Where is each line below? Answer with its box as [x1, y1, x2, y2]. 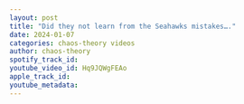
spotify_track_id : [9, 55, 79, 64]
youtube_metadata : [9, 80, 79, 90]
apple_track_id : [9, 72, 70, 81]
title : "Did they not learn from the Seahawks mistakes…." [9, 22, 237, 31]
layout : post [9, 13, 59, 23]
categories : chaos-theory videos [9, 38, 136, 48]
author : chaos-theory [9, 47, 91, 56]
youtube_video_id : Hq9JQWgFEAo [9, 64, 127, 73]
